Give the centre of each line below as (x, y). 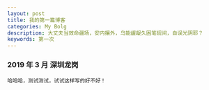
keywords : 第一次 (31, 39)
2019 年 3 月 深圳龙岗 (43, 65)
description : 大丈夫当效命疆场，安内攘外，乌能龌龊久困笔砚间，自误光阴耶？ (105, 33)
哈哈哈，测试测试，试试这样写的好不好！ (56, 81)
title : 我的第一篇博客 (37, 20)
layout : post (26, 13)
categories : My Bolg (37, 26)
